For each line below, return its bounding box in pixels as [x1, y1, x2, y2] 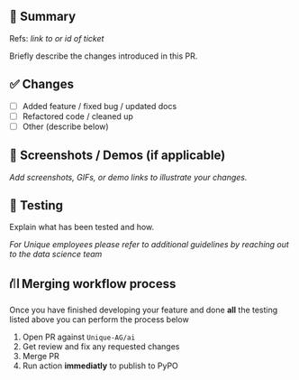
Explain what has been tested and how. [9, 222, 155, 233]
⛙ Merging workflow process [9, 276, 177, 292]
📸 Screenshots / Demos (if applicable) [9, 148, 226, 163]
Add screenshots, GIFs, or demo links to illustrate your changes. [9, 171, 248, 182]
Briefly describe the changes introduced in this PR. [9, 51, 198, 61]
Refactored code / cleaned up [22, 110, 133, 122]
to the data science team [9, 249, 103, 260]
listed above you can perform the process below [9, 314, 189, 325]
